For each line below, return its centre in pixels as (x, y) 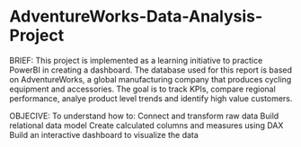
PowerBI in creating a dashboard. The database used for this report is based (151, 70)
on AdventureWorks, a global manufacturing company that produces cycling (150, 79)
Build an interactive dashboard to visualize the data (104, 134)
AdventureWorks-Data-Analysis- (136, 17)
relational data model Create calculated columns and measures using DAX (146, 125)
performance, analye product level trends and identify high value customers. (151, 98)
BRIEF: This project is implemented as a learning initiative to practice (136, 60)
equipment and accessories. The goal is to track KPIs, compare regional (142, 89)
